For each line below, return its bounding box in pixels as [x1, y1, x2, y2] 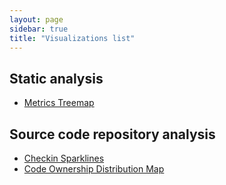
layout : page [9, 14, 64, 25]
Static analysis [9, 70, 104, 87]
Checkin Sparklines [23, 152, 105, 164]
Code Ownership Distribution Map [23, 163, 165, 175]
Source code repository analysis [9, 126, 216, 143]
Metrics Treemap [23, 97, 95, 109]
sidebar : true [9, 24, 69, 34]
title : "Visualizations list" [9, 33, 136, 43]
